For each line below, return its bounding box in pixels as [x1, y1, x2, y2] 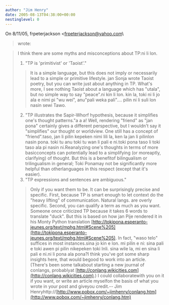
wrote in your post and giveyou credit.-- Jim [30, 283, 122, 289]
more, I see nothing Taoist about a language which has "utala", [30, 86, 160, 92]
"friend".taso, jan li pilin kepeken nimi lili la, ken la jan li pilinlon [25, 134, 155, 140]
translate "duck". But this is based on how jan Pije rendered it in [30, 213, 162, 219]
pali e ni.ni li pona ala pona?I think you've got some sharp [30, 251, 150, 257]
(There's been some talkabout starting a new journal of [30, 262, 145, 268]
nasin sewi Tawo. [30, 102, 67, 108]
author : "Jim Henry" [5, 7, 49, 13]
